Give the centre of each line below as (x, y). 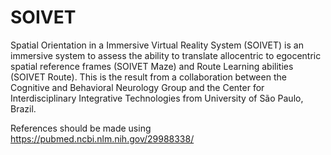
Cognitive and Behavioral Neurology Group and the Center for (137, 87)
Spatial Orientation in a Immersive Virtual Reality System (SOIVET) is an (157, 45)
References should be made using (81, 128)
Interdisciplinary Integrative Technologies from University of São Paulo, (157, 98)
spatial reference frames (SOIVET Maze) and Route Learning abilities (152, 66)
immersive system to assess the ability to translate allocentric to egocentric (166, 55)
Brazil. (23, 108)
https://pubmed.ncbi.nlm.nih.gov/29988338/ (102, 138)
